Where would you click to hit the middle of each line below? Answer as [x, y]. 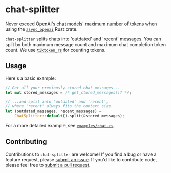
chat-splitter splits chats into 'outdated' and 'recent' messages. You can [83, 39]
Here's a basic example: [31, 78]
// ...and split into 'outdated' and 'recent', [57, 102]
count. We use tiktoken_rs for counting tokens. [56, 50]
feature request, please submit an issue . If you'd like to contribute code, [81, 159]
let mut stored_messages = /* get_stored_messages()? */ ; [68, 92]
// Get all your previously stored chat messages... [63, 88]
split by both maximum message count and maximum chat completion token [86, 44]
